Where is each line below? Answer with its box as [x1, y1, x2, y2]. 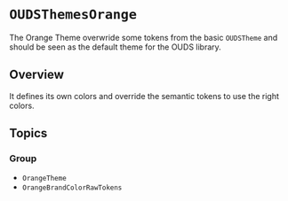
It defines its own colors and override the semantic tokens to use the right [9, 90, 280, 101]
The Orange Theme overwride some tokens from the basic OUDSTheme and [9, 32, 278, 43]
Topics [9, 126, 48, 141]
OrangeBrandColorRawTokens [21, 183, 123, 192]
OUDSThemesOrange [9, 6, 138, 23]
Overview [9, 67, 65, 82]
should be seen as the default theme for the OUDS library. [9, 42, 222, 52]
